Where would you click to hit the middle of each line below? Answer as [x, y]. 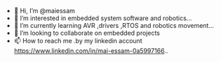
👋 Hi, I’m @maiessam [45, 11]
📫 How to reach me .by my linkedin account [78, 41]
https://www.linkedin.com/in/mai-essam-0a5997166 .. [91, 51]
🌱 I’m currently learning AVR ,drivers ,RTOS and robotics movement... [114, 25]
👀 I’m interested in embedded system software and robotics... [103, 18]
